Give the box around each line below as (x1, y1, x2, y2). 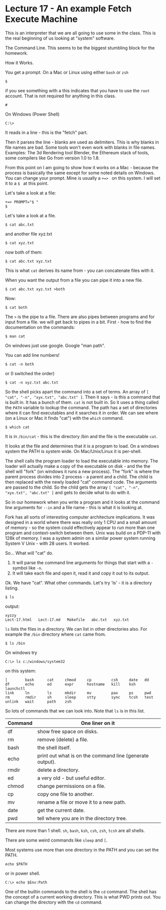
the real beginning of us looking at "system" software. (5, 35, 115, 41)
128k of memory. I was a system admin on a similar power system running (5, 535, 156, 541)
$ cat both (5, 305, 28, 310)
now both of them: (5, 249, 43, 255)
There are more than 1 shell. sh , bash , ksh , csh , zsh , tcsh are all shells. (5, 827, 145, 834)
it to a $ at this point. (5, 180, 48, 186)
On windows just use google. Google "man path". (5, 342, 105, 348)
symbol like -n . (12, 565, 43, 571)
